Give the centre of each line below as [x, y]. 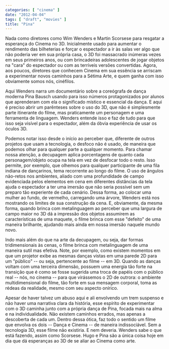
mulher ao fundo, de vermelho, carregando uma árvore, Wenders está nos [82, 198]
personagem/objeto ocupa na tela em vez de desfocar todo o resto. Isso [80, 160]
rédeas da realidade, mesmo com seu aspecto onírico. [62, 288]
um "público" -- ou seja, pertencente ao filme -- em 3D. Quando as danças [83, 261]
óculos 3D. [16, 129]
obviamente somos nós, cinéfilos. [40, 81]
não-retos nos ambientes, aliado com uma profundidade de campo [75, 176]
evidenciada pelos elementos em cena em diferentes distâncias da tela [79, 182]
